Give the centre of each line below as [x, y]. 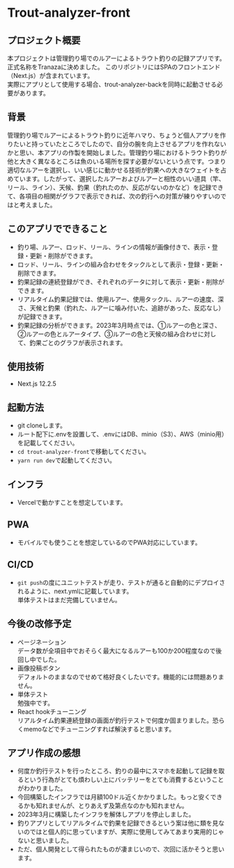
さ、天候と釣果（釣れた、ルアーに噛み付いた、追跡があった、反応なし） [121, 308]
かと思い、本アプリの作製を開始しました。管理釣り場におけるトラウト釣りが [117, 152]
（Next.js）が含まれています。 [50, 76]
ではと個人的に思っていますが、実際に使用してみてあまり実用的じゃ [127, 832]
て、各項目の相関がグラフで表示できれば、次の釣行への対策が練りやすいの [114, 196]
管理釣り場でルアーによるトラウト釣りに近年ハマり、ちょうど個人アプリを [114, 135]
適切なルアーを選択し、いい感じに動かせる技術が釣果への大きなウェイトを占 [117, 170]
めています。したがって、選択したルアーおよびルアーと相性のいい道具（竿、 [116, 178]
